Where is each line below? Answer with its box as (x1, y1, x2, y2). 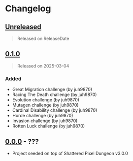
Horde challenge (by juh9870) (12, 113, 73, 119)
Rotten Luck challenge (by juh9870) (12, 123, 85, 129)
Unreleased (5, 23, 42, 31)
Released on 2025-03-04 (17, 63, 69, 69)
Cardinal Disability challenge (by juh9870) (12, 107, 98, 113)
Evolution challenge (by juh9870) (12, 97, 80, 103)
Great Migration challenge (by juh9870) (12, 87, 93, 93)
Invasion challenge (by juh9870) (12, 118, 78, 124)
